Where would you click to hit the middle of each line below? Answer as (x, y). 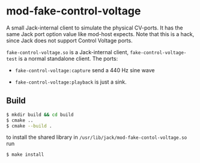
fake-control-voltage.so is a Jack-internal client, (68, 52)
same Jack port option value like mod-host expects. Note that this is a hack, (100, 34)
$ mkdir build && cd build (40, 115)
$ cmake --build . (29, 126)
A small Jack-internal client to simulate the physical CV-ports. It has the (95, 28)
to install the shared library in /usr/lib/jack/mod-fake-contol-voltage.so (97, 137)
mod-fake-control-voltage (74, 11)
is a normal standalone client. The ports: (68, 58)
